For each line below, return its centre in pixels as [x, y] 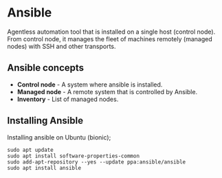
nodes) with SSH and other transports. [62, 46]
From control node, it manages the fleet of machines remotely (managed [110, 38]
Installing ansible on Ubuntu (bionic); [59, 137]
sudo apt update [30, 150]
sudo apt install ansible [44, 168]
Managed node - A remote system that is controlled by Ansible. [107, 91]
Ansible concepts [46, 68]
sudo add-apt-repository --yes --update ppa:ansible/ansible [97, 162]
